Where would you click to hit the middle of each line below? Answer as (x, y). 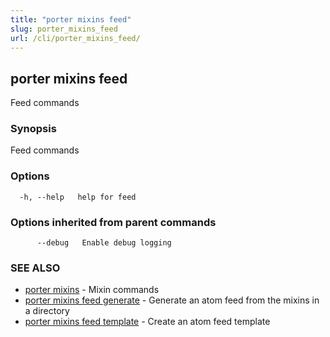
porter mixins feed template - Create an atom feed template (147, 322)
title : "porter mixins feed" (71, 19)
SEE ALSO (35, 268)
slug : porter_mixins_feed (64, 29)
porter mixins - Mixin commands (92, 290)
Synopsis (33, 129)
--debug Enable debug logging (104, 243)
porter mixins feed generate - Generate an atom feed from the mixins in (172, 300)
